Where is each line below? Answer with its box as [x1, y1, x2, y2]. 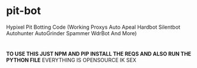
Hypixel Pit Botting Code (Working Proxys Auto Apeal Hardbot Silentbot [6, 23, 181, 30]
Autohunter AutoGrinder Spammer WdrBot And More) [6, 29, 137, 36]
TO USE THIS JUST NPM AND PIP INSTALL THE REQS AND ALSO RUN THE [6, 50, 192, 57]
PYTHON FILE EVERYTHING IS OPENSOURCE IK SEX [6, 57, 136, 64]
